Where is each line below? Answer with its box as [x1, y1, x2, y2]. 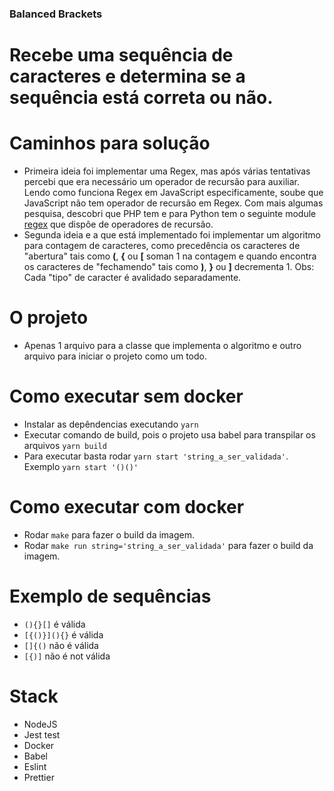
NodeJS [23, 718, 58, 730]
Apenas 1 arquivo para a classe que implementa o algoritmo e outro [23, 339, 302, 351]
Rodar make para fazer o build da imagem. [23, 528, 195, 541]
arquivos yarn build [23, 439, 107, 451]
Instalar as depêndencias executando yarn [23, 418, 199, 430]
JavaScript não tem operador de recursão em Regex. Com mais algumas [23, 197, 324, 209]
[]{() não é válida [23, 639, 99, 651]
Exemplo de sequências [9, 585, 212, 608]
